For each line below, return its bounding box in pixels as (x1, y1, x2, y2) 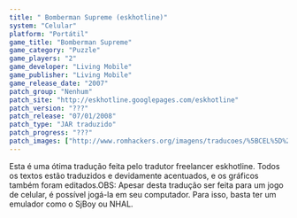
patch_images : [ (9, 136, 69, 145)
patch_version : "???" (9, 104, 89, 113)
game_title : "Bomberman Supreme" (9, 37, 133, 47)
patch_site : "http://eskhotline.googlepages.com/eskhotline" (9, 95, 240, 105)
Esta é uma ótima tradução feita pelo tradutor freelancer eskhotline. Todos (9, 160, 280, 171)
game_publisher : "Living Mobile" (9, 71, 133, 80)
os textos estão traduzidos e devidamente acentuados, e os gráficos (9, 170, 259, 181)
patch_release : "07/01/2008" (9, 112, 117, 121)
